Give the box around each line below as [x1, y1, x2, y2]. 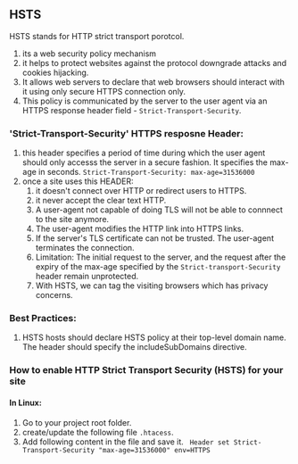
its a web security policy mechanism [21, 48, 157, 59]
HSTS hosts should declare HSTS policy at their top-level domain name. [21, 332, 287, 343]
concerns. [35, 290, 73, 301]
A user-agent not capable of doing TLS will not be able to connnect [35, 204, 283, 215]
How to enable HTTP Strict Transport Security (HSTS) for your [9, 364, 284, 377]
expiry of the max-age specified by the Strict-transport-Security [35, 261, 281, 272]
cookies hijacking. [21, 67, 89, 78]
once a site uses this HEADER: [21, 176, 134, 186]
